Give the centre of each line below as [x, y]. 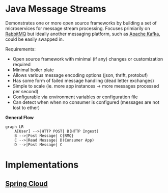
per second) [25, 91]
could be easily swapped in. [35, 39]
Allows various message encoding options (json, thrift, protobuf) [80, 75]
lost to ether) [26, 107]
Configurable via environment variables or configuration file [75, 97]
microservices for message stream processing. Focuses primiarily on [78, 28]
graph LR [15, 127]
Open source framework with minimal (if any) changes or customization [88, 59]
